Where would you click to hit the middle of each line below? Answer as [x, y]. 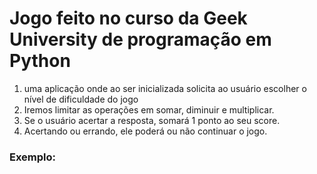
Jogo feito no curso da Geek [128, 18]
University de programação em [140, 39]
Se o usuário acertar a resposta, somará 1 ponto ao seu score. [152, 120]
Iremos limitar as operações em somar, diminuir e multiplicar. [149, 109]
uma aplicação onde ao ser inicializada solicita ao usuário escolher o [165, 88]
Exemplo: [33, 157]
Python [40, 61]
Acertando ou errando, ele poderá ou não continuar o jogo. [145, 131]
